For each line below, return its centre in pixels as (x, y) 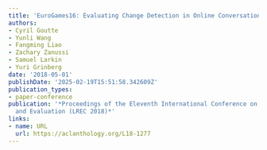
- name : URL (28, 126)
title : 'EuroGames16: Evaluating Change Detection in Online (112, 15)
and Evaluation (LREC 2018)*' (65, 112)
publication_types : (41, 89)
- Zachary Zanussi (39, 52)
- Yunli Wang (30, 38)
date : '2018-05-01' (41, 75)
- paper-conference (41, 97)
